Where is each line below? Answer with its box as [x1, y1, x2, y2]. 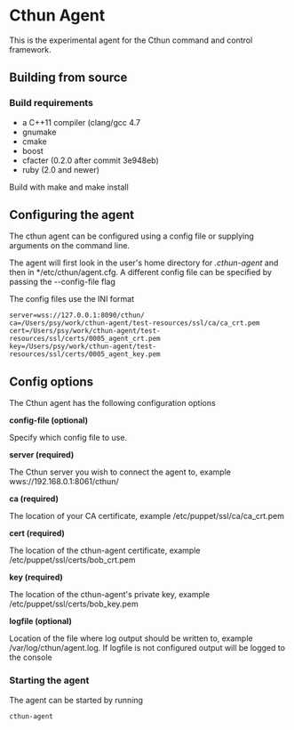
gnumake [21, 126, 57, 137]
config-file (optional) [9, 415, 89, 426]
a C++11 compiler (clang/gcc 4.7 [21, 117, 141, 127]
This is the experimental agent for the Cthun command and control [9, 35, 253, 45]
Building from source [9, 70, 128, 85]
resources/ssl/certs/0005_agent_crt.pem [9, 335, 162, 344]
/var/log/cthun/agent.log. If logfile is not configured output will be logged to [9, 643, 286, 653]
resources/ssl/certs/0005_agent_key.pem [9, 350, 162, 359]
